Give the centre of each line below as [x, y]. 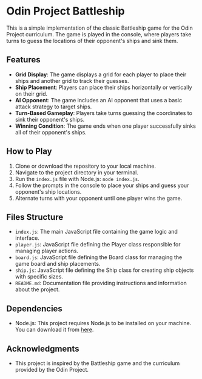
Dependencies [34, 308]
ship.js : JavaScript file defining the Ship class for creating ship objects [104, 270]
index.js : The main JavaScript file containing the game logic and [96, 232]
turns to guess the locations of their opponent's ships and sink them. [92, 41]
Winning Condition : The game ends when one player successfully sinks [105, 126]
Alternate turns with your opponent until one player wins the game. [99, 198]
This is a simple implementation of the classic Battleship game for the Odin [99, 28]
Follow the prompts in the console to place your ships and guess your [102, 185]
